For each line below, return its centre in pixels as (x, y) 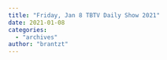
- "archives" (37, 37)
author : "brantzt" (38, 44)
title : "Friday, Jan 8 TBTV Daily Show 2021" (84, 15)
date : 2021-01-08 (37, 23)
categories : (28, 30)
